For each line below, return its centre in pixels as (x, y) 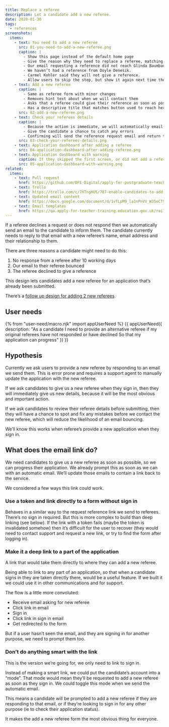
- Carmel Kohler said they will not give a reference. (82, 75)
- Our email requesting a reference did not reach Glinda (85, 66)
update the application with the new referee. (51, 378)
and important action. (27, 399)
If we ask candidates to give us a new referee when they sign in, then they (82, 388)
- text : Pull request (37, 178)
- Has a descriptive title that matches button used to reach (90, 108)
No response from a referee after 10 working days (64, 261)
